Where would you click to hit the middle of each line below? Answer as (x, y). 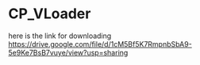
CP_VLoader (50, 14)
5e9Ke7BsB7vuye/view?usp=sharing (68, 52)
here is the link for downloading (60, 36)
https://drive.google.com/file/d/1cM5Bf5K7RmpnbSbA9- (100, 44)
